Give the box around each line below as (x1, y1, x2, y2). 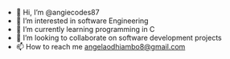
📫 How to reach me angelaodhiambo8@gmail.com (15, 42, 186, 51)
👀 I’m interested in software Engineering (15, 16, 149, 26)
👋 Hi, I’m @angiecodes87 (15, 8, 100, 17)
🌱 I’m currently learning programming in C (15, 25, 155, 33)
